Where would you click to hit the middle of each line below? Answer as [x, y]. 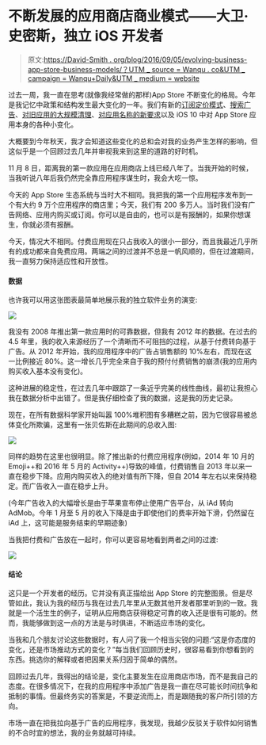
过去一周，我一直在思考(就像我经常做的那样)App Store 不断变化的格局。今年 [132, 94]
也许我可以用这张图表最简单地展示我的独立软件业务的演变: [103, 300]
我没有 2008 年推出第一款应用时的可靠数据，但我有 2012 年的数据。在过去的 [133, 332]
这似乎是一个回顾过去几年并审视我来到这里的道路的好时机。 [105, 151]
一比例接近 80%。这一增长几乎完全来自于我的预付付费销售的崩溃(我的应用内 [133, 361]
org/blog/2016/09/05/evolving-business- [180, 59]
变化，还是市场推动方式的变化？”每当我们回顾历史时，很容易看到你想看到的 [131, 650]
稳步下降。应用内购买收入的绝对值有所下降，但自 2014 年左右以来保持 [136, 476]
